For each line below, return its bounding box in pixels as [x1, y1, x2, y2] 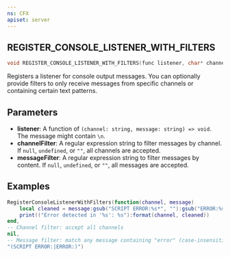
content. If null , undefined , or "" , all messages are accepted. [16, 161, 190, 169]
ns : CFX [7, 10, 29, 17]
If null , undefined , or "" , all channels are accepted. [16, 146, 161, 154]
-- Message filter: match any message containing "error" [7, 237, 176, 244]
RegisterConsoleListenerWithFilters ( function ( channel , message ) [7, 199, 194, 206]
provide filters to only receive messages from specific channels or [7, 79, 194, 87]
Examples [7, 180, 50, 192]
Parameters [7, 107, 58, 118]
